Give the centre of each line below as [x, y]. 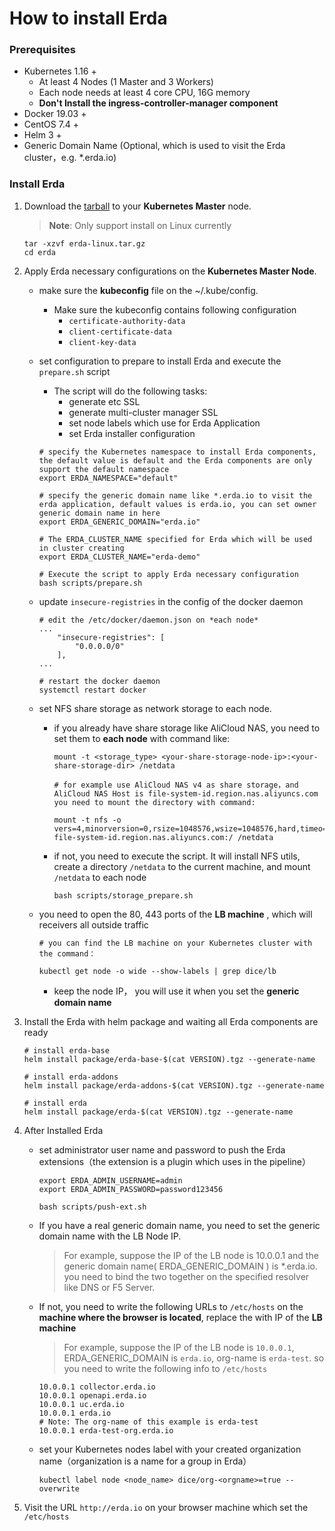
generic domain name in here [99, 513]
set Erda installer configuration [132, 433]
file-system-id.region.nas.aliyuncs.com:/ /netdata [163, 837]
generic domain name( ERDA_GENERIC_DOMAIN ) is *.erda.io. [191, 1266]
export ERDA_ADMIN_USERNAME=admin [110, 1180]
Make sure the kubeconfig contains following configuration [175, 309]
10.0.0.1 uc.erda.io [81, 1404]
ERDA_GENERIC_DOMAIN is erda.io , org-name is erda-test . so [194, 1358]
